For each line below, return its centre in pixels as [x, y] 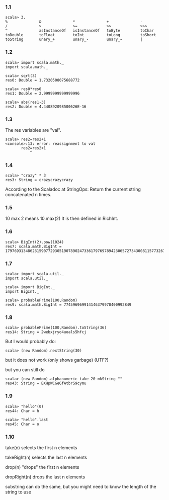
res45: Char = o [22, 424]
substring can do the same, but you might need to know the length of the [81, 486]
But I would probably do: [31, 342]
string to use [18, 492]
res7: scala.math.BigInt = [33, 246]
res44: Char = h [22, 411]
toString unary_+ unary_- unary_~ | [74, 39]
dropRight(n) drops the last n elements [45, 477]
